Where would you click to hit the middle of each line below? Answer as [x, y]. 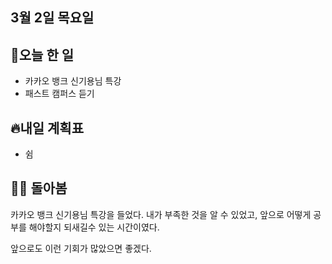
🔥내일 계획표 [47, 128]
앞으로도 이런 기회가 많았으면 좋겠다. [81, 248]
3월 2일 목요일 [52, 18]
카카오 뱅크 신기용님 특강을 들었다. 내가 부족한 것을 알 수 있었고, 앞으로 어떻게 [161, 214]
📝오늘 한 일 [42, 54]
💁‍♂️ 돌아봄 [39, 188]
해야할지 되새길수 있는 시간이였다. [94, 227]
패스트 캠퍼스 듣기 [59, 94]
